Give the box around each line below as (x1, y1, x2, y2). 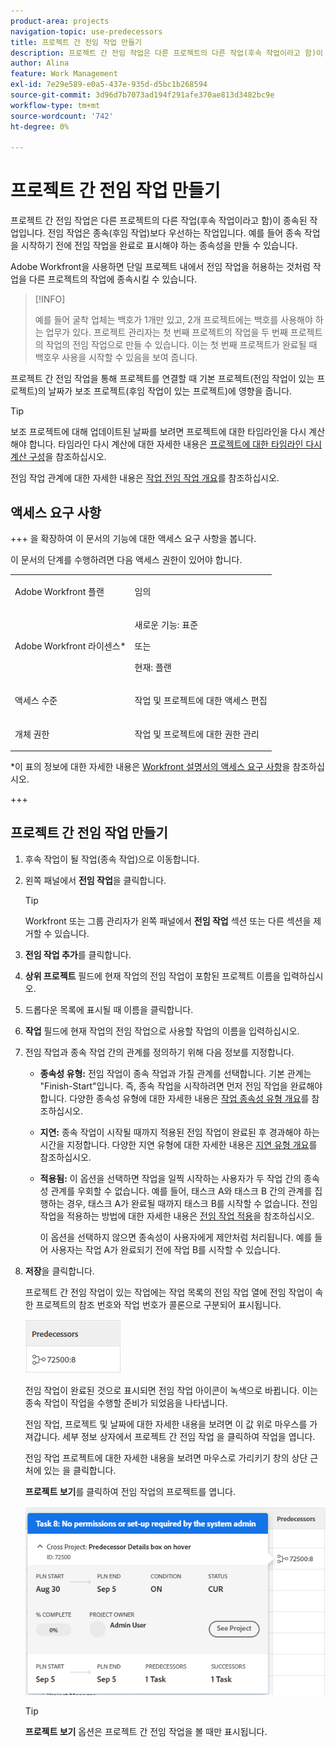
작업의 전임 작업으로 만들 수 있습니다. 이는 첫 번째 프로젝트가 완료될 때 (45, 339, 318, 351)
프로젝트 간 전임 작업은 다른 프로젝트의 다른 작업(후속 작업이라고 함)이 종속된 (10, 215, 308, 227)
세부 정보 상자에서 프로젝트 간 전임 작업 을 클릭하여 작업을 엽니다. (62, 1430, 316, 1442)
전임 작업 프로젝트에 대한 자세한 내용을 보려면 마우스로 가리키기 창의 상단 (24, 1451, 308, 1464)
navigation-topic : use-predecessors (10, 26, 163, 37)
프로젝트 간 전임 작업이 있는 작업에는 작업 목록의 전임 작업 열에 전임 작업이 (24, 1286, 313, 1298)
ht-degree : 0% (10, 121, 70, 132)
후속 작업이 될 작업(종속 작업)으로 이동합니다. (24, 853, 200, 865)
